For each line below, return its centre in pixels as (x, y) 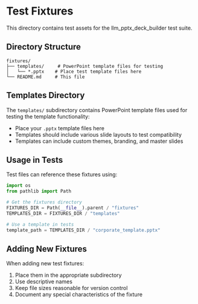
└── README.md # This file (46, 77)
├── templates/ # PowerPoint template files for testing (85, 66)
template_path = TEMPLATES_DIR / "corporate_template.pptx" (84, 230)
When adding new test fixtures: (45, 263)
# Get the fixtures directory (44, 202)
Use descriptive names (43, 282)
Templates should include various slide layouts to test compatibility (98, 134)
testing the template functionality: (48, 116)
